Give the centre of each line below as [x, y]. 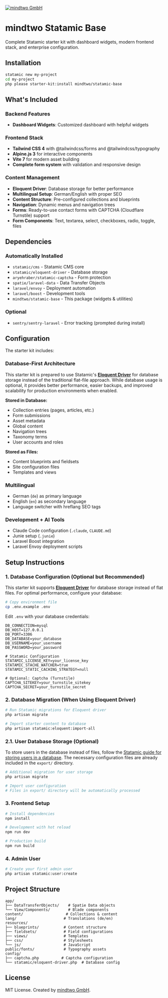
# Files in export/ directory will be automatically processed [73, 790]
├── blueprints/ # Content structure [56, 927]
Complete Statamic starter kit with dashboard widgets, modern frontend [79, 42]
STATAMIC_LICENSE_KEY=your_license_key [47, 661]
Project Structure [33, 889]
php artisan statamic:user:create [41, 874]
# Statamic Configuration [32, 656]
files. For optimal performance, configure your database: [64, 593]
